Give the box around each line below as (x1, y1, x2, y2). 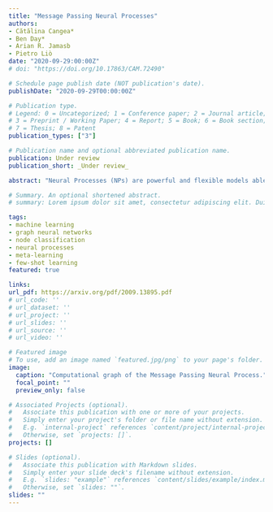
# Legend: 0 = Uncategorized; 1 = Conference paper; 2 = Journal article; (8, 109, 267, 118)
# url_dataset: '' (8, 303, 71, 311)
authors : (8, 20, 38, 28)
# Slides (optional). (8, 453, 82, 462)
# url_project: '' (8, 310, 71, 319)
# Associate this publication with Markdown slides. (8, 461, 198, 469)
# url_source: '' (8, 326, 67, 334)
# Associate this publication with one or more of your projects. (8, 408, 245, 417)
